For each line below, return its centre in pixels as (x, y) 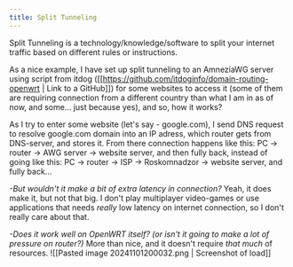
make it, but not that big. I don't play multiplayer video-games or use (135, 198)
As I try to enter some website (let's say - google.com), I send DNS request (146, 124)
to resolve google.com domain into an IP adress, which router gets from (140, 133)
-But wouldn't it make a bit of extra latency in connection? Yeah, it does (140, 188)
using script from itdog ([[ (56, 79)
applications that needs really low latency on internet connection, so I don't (146, 207)
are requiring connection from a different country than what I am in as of (141, 98)
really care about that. (49, 216)
